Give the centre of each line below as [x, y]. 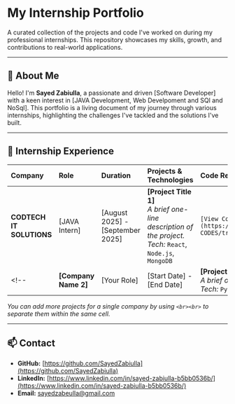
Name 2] [73, 284]
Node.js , [161, 252]
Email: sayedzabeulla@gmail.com [66, 393]
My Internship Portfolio [76, 13]
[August [114, 213]
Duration [116, 175]
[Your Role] [120, 280]
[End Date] [165, 284]
